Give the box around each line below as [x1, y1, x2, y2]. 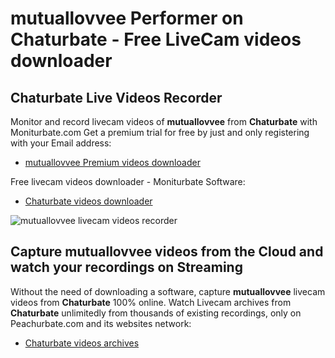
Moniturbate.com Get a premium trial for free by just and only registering [10, 127, 310, 138]
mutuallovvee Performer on [10, 7, 244, 30]
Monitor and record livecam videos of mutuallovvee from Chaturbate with [10, 116, 318, 127]
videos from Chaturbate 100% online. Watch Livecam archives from [10, 296, 292, 308]
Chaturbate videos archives [24, 337, 140, 349]
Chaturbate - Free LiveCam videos [10, 28, 302, 51]
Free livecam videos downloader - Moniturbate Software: [10, 176, 246, 187]
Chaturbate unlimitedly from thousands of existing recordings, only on [10, 307, 302, 319]
